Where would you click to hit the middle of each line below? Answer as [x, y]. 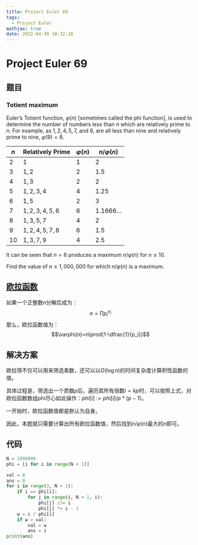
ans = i [37, 531]
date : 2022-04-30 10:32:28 [40, 34]
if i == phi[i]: [37, 492]
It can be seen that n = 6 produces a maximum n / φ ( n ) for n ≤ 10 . [86, 255]
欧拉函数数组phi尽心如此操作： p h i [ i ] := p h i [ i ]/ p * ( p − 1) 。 [77, 398]
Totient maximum [32, 104]
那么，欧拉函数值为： [32, 325]
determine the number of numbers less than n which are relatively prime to [98, 124]
